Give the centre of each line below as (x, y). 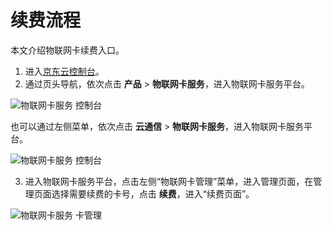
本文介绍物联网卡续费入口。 (67, 50)
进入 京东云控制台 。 (64, 71)
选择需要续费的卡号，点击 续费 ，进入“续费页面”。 (153, 193)
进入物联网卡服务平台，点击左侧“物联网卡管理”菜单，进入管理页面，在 (169, 181)
